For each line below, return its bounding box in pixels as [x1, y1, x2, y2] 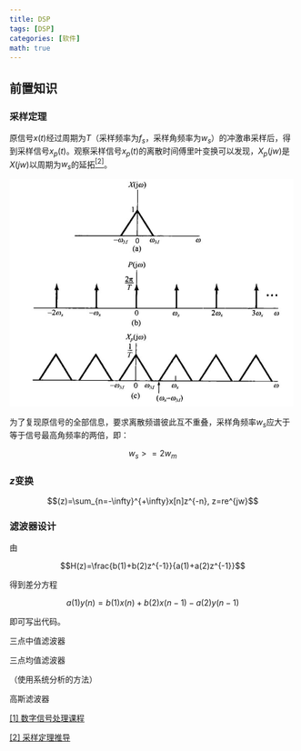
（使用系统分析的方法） [9, 674, 97, 686]
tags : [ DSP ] [9, 24, 55, 34]
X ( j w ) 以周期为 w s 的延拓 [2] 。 [9, 157, 112, 172]
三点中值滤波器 [9, 636, 65, 646]
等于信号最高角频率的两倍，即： [9, 429, 129, 440]
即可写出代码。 [9, 616, 65, 627]
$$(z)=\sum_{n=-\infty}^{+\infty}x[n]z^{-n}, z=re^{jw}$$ [46, 496, 259, 506]
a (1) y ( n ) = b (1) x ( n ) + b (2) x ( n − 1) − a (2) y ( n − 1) [66, 597, 239, 608]
